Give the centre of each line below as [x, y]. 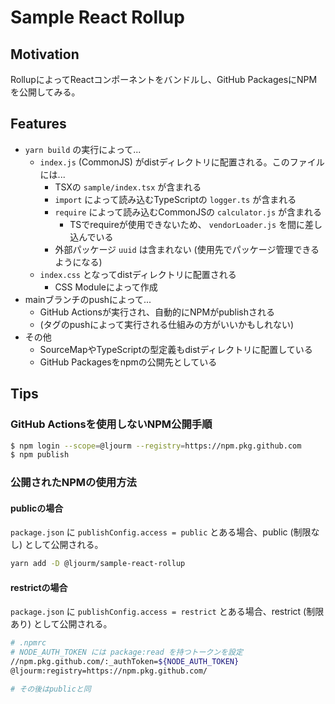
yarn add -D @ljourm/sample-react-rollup [98, 564]
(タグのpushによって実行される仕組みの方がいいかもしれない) [167, 324]
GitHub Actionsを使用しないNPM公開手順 [111, 424]
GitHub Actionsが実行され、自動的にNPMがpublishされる [157, 312]
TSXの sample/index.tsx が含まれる [128, 187]
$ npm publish [40, 455]
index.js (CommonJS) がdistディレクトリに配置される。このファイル [182, 162]
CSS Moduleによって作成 [106, 287]
